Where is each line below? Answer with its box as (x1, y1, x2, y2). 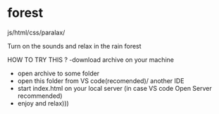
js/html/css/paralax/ (7, 28, 65, 37)
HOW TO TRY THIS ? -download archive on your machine (7, 55, 175, 64)
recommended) (17, 91, 63, 100)
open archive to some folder (17, 69, 100, 77)
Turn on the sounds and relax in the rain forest (7, 42, 142, 50)
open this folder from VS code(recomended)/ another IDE (17, 76, 184, 85)
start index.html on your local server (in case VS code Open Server (17, 84, 213, 92)
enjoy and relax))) (17, 99, 69, 107)
